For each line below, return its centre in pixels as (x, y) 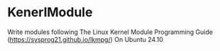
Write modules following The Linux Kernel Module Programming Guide (110, 32)
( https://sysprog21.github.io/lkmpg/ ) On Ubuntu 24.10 (85, 39)
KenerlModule (50, 12)
